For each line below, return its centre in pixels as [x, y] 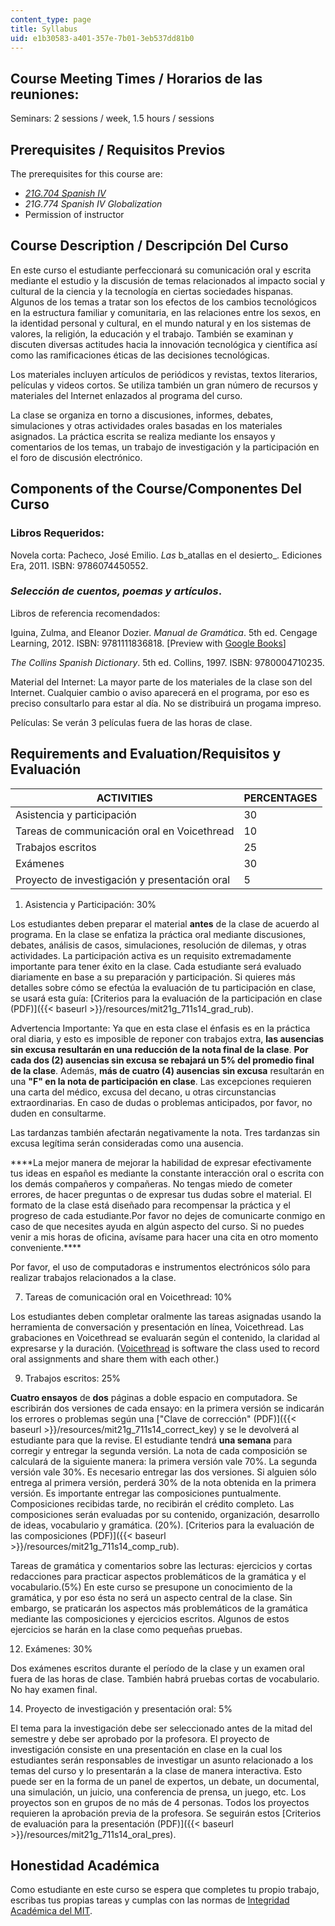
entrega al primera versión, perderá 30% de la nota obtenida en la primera [163, 1482]
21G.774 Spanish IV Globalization [93, 204]
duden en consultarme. [58, 1113]
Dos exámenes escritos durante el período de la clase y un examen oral [157, 1668]
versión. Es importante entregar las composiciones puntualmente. [146, 1493]
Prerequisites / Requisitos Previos [118, 149]
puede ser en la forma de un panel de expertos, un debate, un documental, [165, 1781]
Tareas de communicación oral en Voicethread [125, 831]
